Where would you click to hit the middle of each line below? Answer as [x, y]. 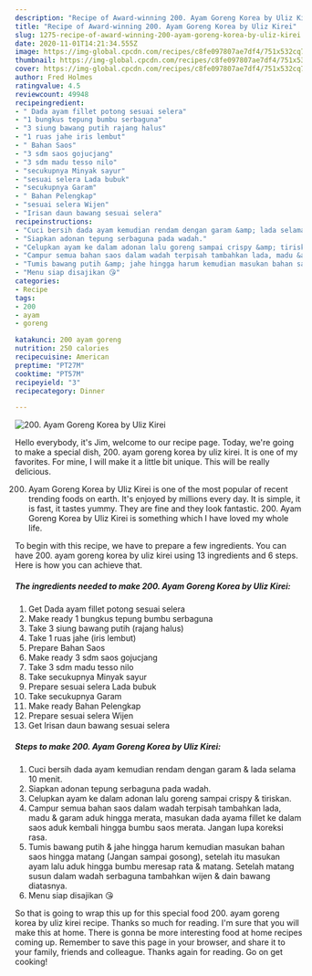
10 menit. [45, 779]
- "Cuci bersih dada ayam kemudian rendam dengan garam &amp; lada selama [160, 230]
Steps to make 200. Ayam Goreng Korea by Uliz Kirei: [118, 746]
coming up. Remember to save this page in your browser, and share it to [150, 942]
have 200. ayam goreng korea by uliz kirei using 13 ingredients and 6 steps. [157, 556]
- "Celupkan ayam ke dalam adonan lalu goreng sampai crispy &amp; [146, 247]
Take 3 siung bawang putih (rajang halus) [106, 629]
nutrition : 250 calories [62, 349]
